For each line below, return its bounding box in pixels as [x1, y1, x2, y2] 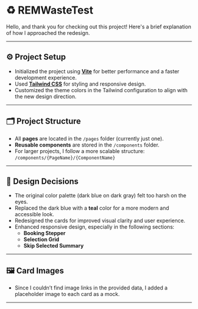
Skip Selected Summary [23, 242, 84, 249]
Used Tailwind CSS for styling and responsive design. [14, 80, 146, 87]
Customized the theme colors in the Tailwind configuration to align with [14, 86, 188, 93]
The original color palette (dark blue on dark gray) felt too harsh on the [14, 192, 187, 199]
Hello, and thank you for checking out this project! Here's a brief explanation [6, 23, 192, 30]
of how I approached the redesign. [6, 29, 90, 36]
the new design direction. [14, 93, 77, 100]
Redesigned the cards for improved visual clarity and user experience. [14, 217, 186, 225]
